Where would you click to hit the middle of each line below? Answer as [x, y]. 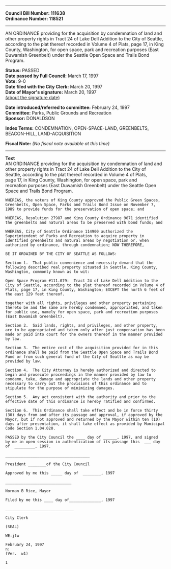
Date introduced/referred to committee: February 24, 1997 [67, 107]
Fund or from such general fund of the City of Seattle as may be [77, 357]
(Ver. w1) [17, 554]
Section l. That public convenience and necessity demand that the [79, 263]
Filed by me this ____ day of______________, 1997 [60, 500]
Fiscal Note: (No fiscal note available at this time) [58, 143]
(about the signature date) [33, 97]
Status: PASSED [22, 70]
